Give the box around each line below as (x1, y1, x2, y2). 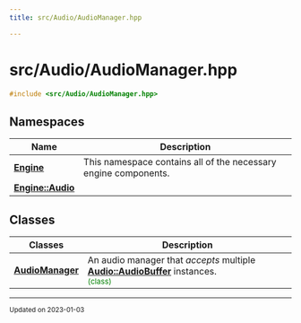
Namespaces (9, 114, 85, 129)
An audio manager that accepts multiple (87, 254, 256, 266)
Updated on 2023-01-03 (9, 306, 85, 315)
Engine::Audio (13, 181, 75, 194)
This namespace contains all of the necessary (83, 156, 277, 169)
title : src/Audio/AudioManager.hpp (9, 13, 142, 22)
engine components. (83, 167, 170, 179)
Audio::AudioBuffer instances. (87, 266, 217, 278)
